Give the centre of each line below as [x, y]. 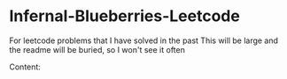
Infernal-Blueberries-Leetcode [125, 16]
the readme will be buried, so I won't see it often [97, 49]
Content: [25, 67]
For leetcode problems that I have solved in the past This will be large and [144, 40]
